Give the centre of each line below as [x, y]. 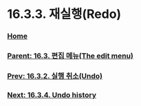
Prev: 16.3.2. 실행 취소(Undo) [55, 76]
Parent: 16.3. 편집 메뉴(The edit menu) [70, 56]
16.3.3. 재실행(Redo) [64, 14]
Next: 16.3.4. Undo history [52, 95]
